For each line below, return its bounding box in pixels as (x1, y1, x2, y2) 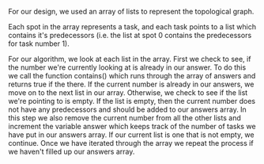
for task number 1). (8, 39, 70, 48)
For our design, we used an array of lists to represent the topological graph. (8, 7, 255, 16)
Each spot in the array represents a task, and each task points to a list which (8, 22, 257, 31)
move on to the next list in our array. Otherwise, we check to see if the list (8, 88, 248, 97)
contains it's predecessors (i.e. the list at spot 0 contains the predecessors (8, 31, 252, 40)
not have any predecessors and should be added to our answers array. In (8, 105, 247, 114)
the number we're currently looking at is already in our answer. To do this (8, 63, 247, 72)
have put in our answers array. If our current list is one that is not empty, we (8, 130, 255, 139)
